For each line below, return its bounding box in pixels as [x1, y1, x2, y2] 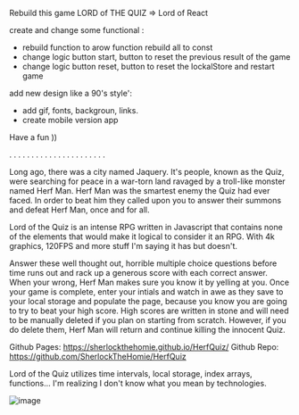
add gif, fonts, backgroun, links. [21, 105, 138, 115]
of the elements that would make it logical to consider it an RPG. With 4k [9, 231, 275, 242]
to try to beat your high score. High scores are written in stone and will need [9, 305, 289, 316]
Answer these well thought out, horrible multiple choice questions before [9, 258, 278, 269]
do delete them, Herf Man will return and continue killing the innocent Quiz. [9, 325, 286, 335]
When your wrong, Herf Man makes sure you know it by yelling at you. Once [9, 277, 290, 287]
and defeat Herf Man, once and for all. [9, 204, 150, 215]
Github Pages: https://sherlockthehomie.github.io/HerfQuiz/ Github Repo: [9, 342, 279, 352]
